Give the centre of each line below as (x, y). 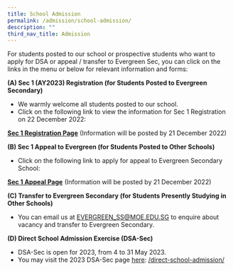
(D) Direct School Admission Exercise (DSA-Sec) (80, 238)
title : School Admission (44, 14)
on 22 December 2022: (52, 119)
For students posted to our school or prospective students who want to (111, 54)
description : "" (31, 27)
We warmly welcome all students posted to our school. (98, 105)
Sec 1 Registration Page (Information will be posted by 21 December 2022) (117, 133)
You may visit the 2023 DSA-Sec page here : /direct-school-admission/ (121, 260)
